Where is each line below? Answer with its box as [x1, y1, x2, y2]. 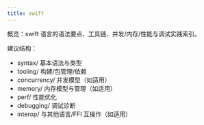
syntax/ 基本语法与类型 [16, 59, 82, 67]
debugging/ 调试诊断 [16, 101, 76, 109]
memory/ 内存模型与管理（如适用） [16, 84, 116, 92]
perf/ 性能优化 [16, 93, 57, 101]
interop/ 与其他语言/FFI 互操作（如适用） [16, 110, 132, 118]
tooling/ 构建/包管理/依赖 [16, 67, 87, 75]
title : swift [7, 10, 44, 17]
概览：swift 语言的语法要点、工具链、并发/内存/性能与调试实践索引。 [7, 29, 201, 38]
